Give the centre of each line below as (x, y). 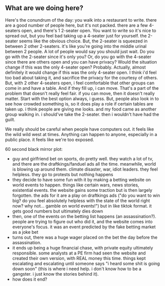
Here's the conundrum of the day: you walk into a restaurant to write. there (81, 20)
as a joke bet (25, 232)
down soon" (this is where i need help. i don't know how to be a (77, 269)
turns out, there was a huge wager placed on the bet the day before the (85, 237)
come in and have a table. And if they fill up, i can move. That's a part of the (82, 88)
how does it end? (30, 279)
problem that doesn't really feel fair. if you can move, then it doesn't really (80, 93)
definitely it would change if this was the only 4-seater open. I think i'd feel (81, 72)
